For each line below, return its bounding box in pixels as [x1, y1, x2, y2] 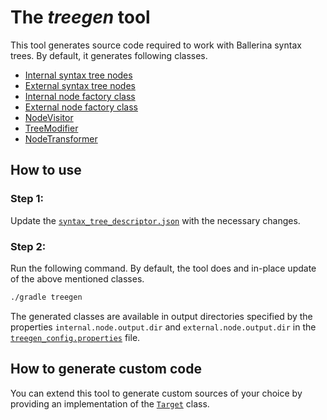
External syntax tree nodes [24, 79, 136, 91]
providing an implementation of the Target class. [10, 397, 210, 410]
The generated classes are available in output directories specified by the [10, 310, 313, 322]
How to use [10, 162, 82, 179]
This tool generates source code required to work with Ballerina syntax [10, 39, 302, 51]
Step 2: [10, 239, 47, 253]
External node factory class [24, 101, 139, 113]
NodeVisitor [24, 111, 74, 123]
